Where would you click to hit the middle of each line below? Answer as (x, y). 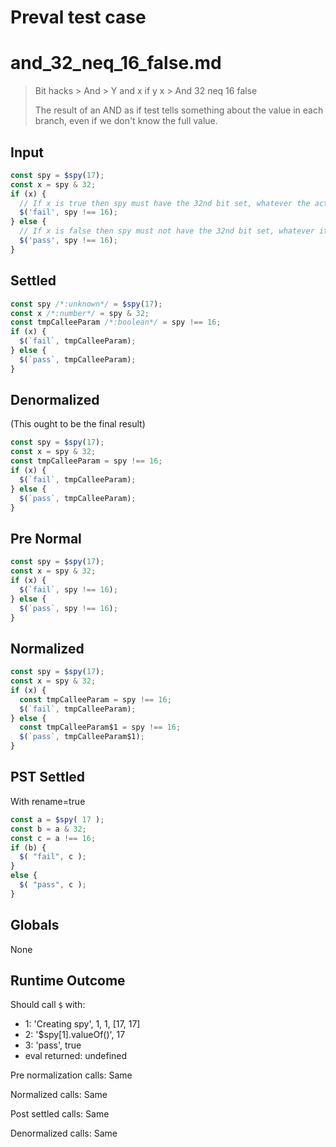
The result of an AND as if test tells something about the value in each (179, 110)
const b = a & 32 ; (48, 829)
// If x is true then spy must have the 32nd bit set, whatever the (165, 203)
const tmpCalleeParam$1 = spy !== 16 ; (100, 727)
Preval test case (78, 17)
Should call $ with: (48, 1005)
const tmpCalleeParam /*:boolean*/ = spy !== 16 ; (116, 322)
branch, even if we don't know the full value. (126, 121)
